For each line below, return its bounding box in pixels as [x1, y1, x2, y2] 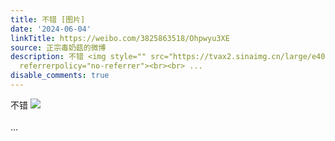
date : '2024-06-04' [10, 24, 92, 34]
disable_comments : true [10, 71, 110, 81]
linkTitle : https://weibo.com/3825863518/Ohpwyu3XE [10, 33, 230, 43]
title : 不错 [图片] [10, 14, 86, 25]
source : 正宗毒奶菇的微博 [10, 42, 107, 53]
